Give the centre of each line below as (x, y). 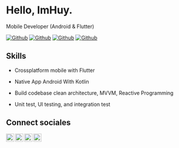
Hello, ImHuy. (39, 10)
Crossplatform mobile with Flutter (55, 70)
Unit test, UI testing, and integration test (62, 104)
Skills (16, 56)
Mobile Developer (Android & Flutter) (50, 26)
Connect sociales (38, 123)
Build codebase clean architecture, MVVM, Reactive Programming (94, 93)
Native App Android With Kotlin (52, 81)
